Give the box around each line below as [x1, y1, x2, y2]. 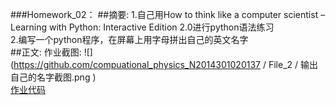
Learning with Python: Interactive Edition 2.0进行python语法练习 [10, 21, 275, 33]
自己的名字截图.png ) [10, 71, 97, 83]
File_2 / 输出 [268, 59, 318, 70]
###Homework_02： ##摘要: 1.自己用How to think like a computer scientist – [10, 9, 326, 20]
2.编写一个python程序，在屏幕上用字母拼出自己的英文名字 [10, 34, 249, 45]
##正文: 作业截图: [10, 46, 82, 58]
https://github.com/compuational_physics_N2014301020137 [13, 59, 262, 70]
